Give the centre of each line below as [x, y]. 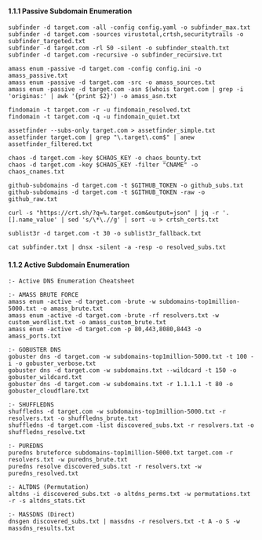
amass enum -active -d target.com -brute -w [82, 302]
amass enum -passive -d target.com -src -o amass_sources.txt [112, 82]
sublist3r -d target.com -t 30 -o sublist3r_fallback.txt [105, 234]
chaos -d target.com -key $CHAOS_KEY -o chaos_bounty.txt [105, 158]
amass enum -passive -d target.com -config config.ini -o [105, 69]
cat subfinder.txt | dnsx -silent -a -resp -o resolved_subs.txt [117, 247]
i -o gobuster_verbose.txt [52, 364]
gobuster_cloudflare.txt [49, 391]
